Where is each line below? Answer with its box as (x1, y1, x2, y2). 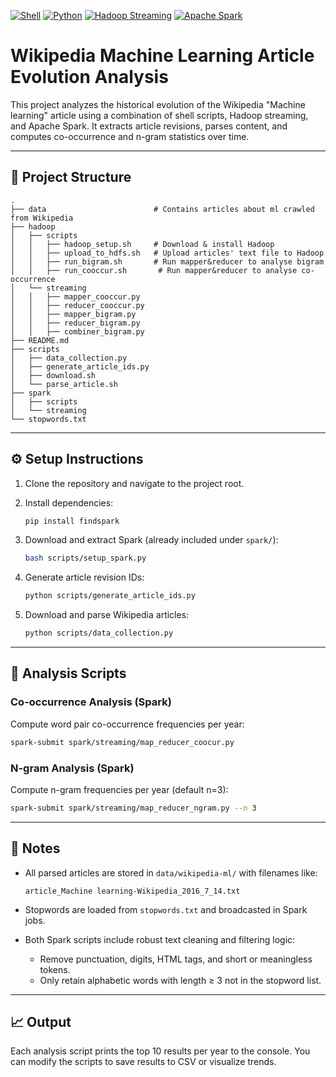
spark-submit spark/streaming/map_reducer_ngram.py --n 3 (10, 803, 257, 813)
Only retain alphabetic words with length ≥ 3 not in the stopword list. (39, 974, 322, 986)
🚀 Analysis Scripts (10, 665, 127, 682)
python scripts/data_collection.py (24, 628, 174, 639)
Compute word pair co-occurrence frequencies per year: (10, 718, 245, 730)
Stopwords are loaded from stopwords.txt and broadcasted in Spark (24, 903, 308, 915)
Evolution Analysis (10, 66, 169, 89)
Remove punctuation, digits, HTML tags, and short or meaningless (39, 953, 313, 965)
